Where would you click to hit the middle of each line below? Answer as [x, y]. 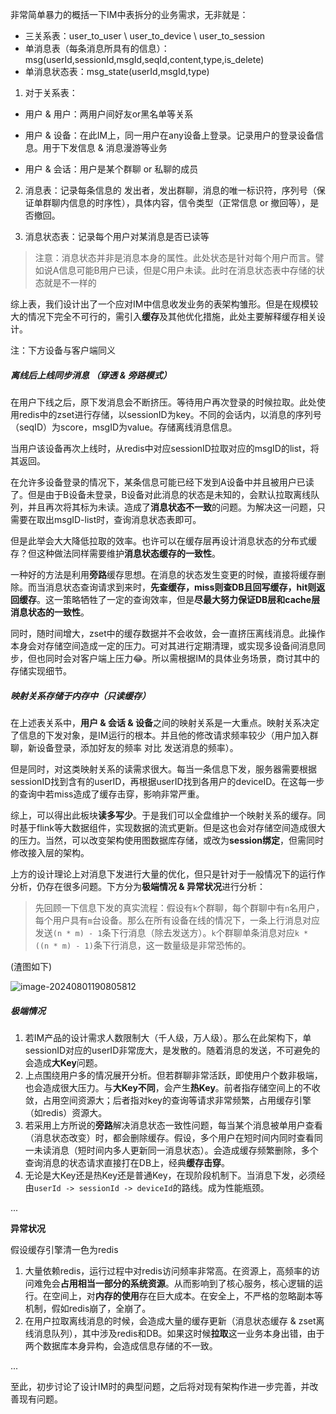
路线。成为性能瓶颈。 [225, 1187]
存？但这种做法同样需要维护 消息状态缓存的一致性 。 [115, 553]
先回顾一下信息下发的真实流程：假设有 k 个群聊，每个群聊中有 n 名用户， [179, 907]
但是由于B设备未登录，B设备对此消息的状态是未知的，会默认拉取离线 [169, 494]
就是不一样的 [70, 282]
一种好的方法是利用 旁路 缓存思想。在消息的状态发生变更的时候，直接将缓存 [163, 574]
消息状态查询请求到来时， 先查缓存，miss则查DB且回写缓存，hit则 [180, 587]
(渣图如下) [31, 966]
